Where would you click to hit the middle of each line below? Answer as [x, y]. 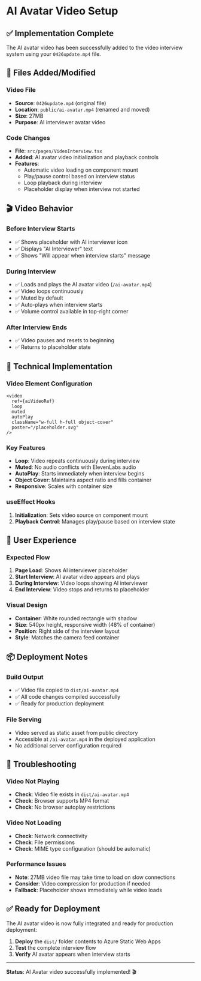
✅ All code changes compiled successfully [68, 697]
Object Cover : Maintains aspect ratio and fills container [83, 480]
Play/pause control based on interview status [79, 176]
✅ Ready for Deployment [53, 909]
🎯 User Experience [41, 540]
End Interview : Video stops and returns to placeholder [82, 590]
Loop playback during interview [63, 183]
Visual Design [27, 605]
